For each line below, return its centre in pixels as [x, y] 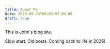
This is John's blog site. [29, 32]
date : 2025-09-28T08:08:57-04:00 [39, 14]
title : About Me [21, 9]
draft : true [17, 18]
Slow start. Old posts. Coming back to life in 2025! [55, 41]
